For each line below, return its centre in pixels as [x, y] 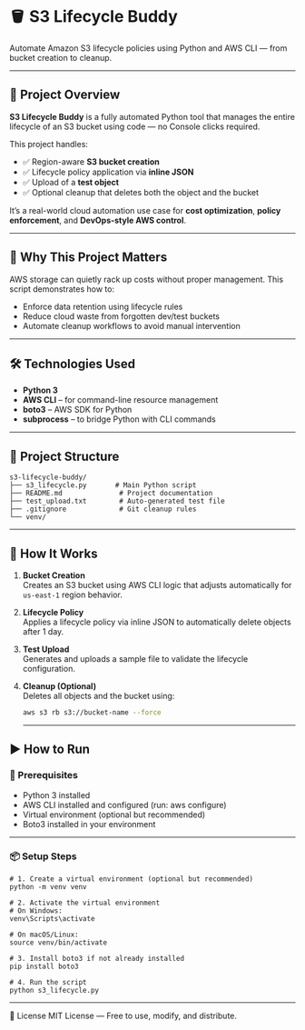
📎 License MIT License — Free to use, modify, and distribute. [123, 1015]
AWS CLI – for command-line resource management [120, 400]
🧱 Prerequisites [44, 775]
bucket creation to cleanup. [61, 57]
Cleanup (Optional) [59, 686]
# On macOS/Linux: [44, 935]
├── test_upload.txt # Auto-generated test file [117, 501]
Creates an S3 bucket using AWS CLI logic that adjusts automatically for [157, 585]
